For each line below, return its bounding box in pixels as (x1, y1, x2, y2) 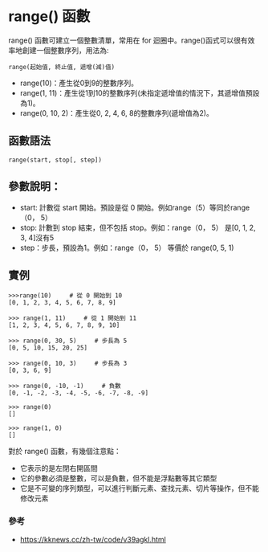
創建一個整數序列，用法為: (22, 45, 110, 55)
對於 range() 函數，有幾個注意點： (8, 447, 122, 456)
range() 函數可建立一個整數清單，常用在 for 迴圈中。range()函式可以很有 (8, 35, 248, 45)
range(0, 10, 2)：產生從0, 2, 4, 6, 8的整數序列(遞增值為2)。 (19, 108, 214, 117)
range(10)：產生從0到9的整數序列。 (19, 78, 139, 88)
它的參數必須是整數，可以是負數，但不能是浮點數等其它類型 (19, 473, 217, 483)
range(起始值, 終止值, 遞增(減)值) (8, 63, 115, 71)
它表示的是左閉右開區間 (19, 464, 98, 473)
